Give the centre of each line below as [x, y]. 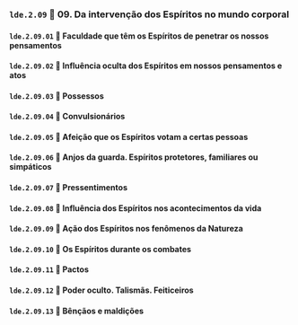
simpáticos [31, 167]
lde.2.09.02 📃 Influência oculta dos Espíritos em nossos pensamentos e [146, 66]
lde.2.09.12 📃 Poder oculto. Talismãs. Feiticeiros [102, 290]
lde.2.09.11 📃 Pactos [49, 269]
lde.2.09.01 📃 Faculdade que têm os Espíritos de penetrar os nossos [139, 36]
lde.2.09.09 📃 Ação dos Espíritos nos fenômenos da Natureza [127, 229]
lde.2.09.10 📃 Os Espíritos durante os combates [100, 249]
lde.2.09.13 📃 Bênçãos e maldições [77, 311]
